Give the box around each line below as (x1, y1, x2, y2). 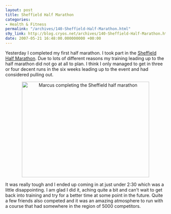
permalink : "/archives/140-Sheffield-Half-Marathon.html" (5, 26, 131, 32)
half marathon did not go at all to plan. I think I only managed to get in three (5, 61, 163, 67)
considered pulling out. (5, 71, 53, 77)
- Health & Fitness (5, 21, 47, 27)
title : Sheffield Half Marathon (5, 12, 74, 17)
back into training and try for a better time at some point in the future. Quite (5, 192, 163, 198)
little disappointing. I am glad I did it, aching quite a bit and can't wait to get (5, 186, 163, 193)
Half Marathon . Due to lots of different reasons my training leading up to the (5, 55, 164, 61)
